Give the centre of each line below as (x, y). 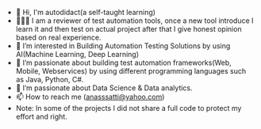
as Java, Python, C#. (50, 80)
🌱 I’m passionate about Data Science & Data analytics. (104, 88)
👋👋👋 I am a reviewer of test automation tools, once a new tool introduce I (134, 21)
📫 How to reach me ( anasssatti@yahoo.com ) (90, 97)
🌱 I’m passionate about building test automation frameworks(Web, (123, 63)
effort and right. (41, 116)
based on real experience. (58, 37)
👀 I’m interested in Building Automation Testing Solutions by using (123, 46)
